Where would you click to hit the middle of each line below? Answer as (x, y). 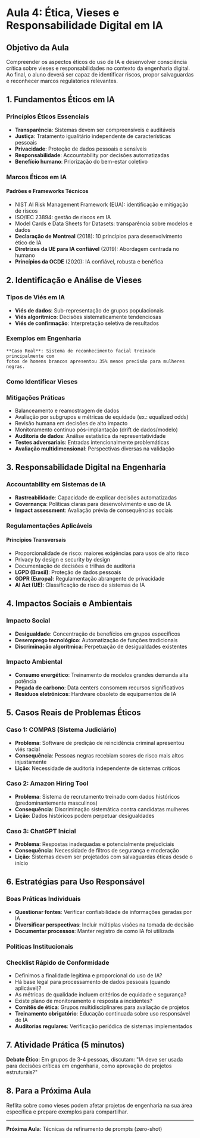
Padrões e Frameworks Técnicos (47, 191)
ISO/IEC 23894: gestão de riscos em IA (63, 217)
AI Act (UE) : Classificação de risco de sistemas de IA (80, 585)
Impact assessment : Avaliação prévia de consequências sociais (94, 510)
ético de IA (28, 243)
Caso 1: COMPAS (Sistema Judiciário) (62, 730)
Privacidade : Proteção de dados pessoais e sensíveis (81, 149)
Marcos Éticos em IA (37, 177)
